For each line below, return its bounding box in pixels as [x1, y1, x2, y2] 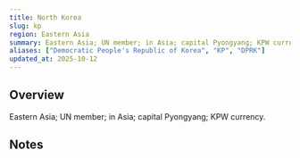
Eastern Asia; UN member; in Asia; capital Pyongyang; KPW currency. [9, 111, 266, 121]
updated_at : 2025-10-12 [9, 54, 98, 63]
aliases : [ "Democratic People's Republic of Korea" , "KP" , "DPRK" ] [9, 46, 266, 55]
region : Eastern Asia [9, 29, 90, 38]
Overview [9, 87, 65, 103]
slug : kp [9, 21, 42, 30]
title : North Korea [9, 12, 82, 22]
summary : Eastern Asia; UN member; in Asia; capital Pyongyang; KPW [9, 37, 270, 47]
